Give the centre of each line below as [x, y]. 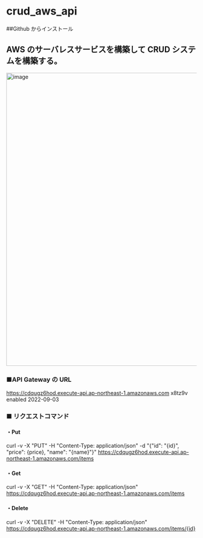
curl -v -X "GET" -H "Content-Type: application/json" [72, 487]
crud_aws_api [42, 11]
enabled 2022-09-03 [33, 400]
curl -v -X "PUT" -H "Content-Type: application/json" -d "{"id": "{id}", [93, 446]
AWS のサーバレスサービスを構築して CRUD [88, 50]
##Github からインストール [40, 28]
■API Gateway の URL [39, 379]
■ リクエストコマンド [38, 416]
